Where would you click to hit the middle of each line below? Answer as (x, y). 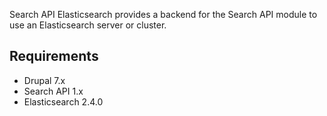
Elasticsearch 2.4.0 (63, 101)
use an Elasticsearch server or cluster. (88, 25)
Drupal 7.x (44, 80)
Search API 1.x (53, 91)
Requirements (54, 56)
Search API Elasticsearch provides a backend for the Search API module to (163, 14)
